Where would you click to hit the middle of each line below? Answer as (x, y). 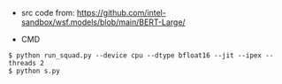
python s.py (38, 71)
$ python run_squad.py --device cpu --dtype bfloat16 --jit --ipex (135, 56)
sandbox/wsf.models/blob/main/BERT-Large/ (103, 22)
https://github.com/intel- (122, 13)
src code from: (48, 13)
